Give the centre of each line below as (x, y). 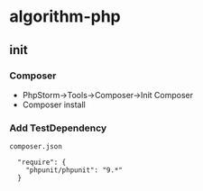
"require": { (42, 163)
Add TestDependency (58, 128)
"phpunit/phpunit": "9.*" (74, 170)
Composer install (54, 105)
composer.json (36, 147)
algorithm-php (65, 17)
